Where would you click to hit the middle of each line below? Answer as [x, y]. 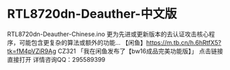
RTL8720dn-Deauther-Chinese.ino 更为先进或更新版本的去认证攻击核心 [108, 34]
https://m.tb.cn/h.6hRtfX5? [184, 42]
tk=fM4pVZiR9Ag [32, 51]
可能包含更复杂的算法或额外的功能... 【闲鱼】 [83, 42]
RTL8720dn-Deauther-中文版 [92, 14]
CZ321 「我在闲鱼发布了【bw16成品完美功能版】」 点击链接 [140, 51]
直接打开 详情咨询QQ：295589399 [56, 59]
